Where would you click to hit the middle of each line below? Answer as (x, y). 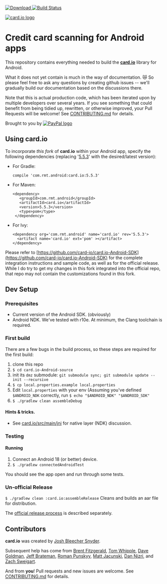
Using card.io (26, 139)
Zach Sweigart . (21, 561)
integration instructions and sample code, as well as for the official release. (82, 263)
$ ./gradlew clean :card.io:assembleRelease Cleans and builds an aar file (82, 498)
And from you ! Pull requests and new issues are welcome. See (70, 571)
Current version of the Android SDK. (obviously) (62, 315)
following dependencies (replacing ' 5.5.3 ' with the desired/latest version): (81, 156)
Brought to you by (24, 123)
